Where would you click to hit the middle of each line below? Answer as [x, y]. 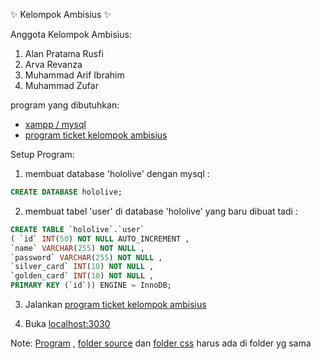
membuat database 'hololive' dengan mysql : [117, 173]
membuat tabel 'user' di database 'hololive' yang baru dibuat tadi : [161, 211]
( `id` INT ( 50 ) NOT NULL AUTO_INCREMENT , [100, 239]
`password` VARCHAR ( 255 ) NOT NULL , [86, 257]
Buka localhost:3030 [67, 323]
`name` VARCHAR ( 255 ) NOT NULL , [77, 248]
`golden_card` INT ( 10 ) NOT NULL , [82, 276]
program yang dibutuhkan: [65, 105]
